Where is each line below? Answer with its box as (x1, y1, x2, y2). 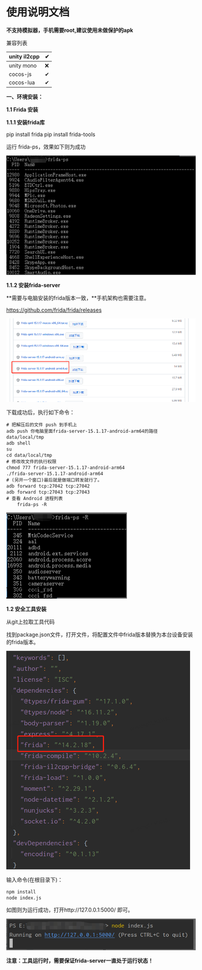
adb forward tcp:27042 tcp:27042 (6, 483, 90, 489)
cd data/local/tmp (6, 452, 52, 458)
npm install (6, 889, 36, 895)
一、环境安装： (6, 93, 43, 100)
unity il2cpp (8, 53, 40, 60)
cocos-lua (8, 79, 35, 86)
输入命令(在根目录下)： (6, 876, 63, 883)
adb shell (6, 440, 31, 446)
